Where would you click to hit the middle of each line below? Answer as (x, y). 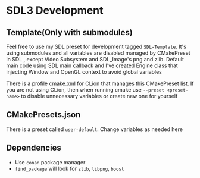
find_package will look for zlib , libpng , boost (69, 168)
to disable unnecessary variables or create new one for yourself (99, 96)
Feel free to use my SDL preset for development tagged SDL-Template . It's (96, 46)
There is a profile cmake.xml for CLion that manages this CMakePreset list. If (100, 83)
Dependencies (34, 148)
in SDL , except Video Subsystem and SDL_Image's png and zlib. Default (95, 59)
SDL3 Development (55, 10)
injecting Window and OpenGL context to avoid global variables (84, 72)
